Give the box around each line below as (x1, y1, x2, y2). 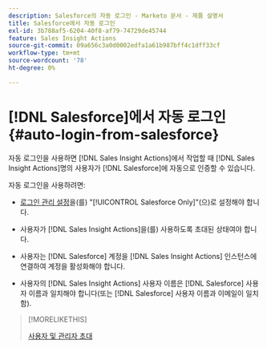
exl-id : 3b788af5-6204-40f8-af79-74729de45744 (8, 26, 167, 34)
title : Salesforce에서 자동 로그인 (8, 19, 115, 27)
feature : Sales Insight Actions (8, 34, 116, 42)
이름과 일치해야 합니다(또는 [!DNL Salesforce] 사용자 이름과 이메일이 (28, 288, 245, 297)
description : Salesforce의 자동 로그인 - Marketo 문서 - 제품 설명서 (8, 11, 224, 20)
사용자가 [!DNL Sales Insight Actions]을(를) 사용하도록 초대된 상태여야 (19, 224, 242, 233)
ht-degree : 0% (8, 64, 56, 72)
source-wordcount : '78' (8, 57, 88, 65)
